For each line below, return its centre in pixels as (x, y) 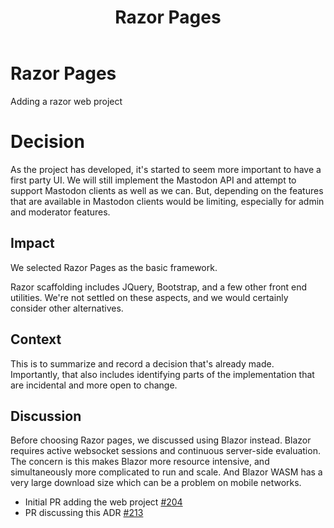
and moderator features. (60, 212)
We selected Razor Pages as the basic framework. (114, 267)
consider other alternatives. (67, 308)
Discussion (46, 416)
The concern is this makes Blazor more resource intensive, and (140, 462)
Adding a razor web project (66, 101)
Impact (32, 243)
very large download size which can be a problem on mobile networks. (156, 483)
